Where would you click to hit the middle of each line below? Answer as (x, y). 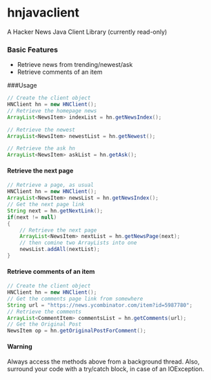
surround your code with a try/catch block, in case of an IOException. (106, 369)
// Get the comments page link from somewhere (75, 299)
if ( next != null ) (32, 217)
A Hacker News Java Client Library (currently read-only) (87, 32)
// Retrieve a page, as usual (51, 185)
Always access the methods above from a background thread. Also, (103, 362)
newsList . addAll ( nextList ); (60, 250)
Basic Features (33, 50)
